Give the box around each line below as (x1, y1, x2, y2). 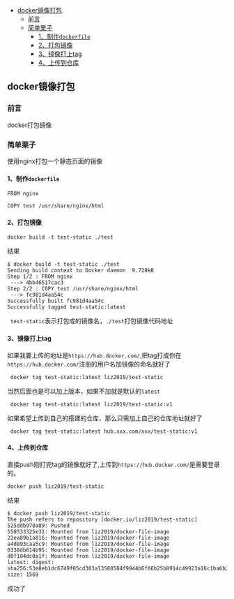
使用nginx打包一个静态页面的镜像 (7, 156, 103, 165)
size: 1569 (7, 571, 39, 578)
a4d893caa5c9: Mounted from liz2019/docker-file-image (7, 540, 170, 547)
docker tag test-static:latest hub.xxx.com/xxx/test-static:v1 (10, 428, 198, 435)
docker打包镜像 (7, 121, 52, 129)
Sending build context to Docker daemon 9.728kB (7, 267, 155, 274)
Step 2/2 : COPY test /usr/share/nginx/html (7, 286, 139, 293)
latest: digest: (7, 559, 54, 565)
